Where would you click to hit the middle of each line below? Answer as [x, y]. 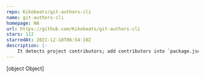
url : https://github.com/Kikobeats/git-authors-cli [73, 29]
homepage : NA [23, 23]
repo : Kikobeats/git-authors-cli [49, 12]
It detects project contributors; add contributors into [91, 51]
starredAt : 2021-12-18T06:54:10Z [49, 40]
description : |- [27, 46]
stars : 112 [20, 34]
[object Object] [25, 68]
